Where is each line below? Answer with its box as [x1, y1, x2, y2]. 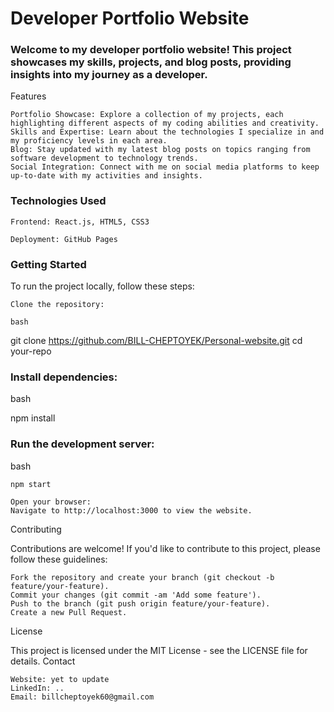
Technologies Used [10, 194, 107, 208]
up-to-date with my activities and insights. [10, 171, 203, 181]
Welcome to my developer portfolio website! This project [10, 43, 292, 57]
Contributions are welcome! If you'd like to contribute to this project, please [10, 542, 321, 554]
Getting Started [10, 257, 87, 271]
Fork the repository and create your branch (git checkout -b [10, 572, 275, 582]
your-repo [10, 345, 52, 357]
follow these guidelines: [10, 553, 108, 565]
